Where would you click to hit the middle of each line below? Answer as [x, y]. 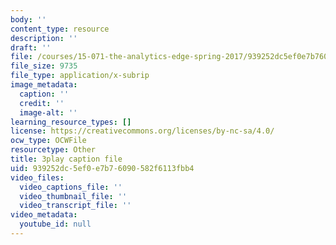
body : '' [28, 19]
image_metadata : [44, 85]
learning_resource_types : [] [71, 122]
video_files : [37, 177]
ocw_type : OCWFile [48, 141]
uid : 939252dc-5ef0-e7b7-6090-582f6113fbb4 [102, 168]
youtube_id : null [55, 224]
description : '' [44, 38]
